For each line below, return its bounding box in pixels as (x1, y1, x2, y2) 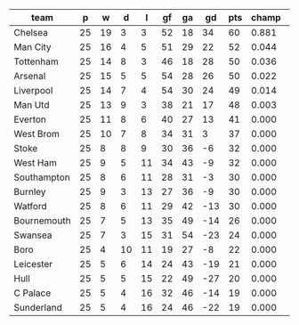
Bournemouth (13, 215, 71, 226)
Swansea (13, 229, 53, 241)
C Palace (13, 287, 52, 299)
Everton (13, 113, 47, 126)
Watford (13, 200, 47, 212)
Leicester (13, 258, 53, 270)
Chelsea (13, 27, 49, 38)
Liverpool (13, 85, 53, 96)
